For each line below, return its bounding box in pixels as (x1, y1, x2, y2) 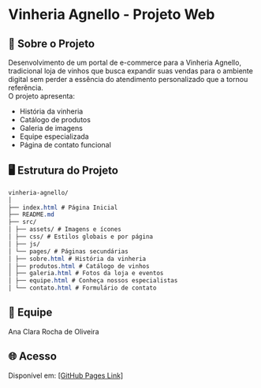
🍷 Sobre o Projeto (8, 37, 95, 50)
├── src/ (8, 218, 37, 226)
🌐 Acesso (8, 349, 58, 364)
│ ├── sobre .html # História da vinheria (8, 255, 147, 263)
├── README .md (8, 211, 55, 218)
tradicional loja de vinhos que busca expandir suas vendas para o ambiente (8, 66, 254, 76)
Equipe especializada (19, 132, 89, 141)
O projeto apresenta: (8, 91, 75, 100)
